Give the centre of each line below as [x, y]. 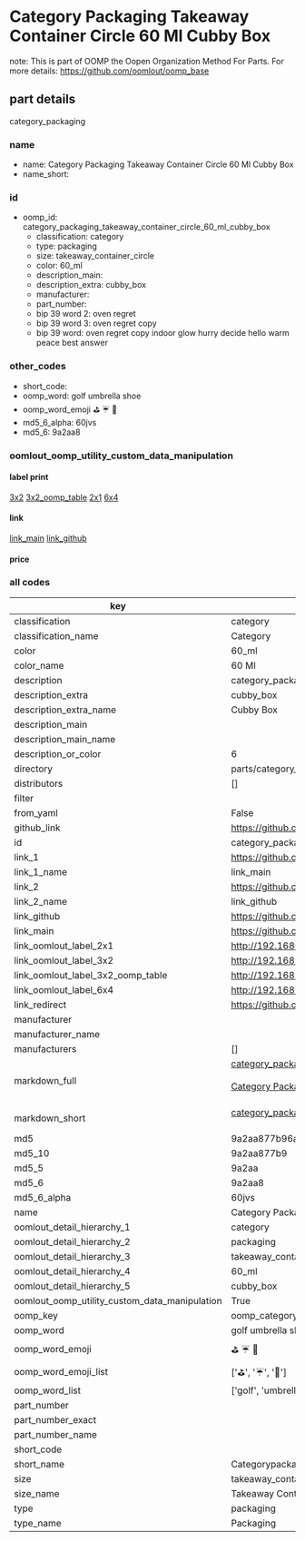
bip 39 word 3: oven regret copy [96, 323]
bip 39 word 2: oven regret [86, 314]
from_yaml [36, 812]
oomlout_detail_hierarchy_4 [72, 1271]
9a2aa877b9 [259, 1153]
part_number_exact [55, 1419]
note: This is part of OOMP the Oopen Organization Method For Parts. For [147, 61]
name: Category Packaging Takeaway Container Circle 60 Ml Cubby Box [158, 164]
